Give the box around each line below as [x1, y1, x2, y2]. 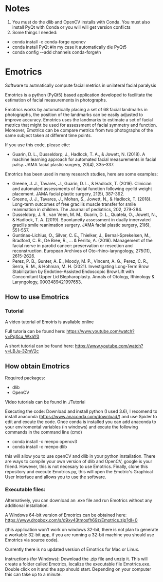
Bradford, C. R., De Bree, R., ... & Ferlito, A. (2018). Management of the [12, 237, 153, 243]
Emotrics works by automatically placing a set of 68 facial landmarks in [5, 106, 148, 112]
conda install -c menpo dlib [12, 444, 67, 450]
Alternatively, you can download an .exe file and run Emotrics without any [5, 497, 152, 503]
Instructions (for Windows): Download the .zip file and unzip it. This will [5, 556, 148, 562]
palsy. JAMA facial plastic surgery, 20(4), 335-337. [12, 161, 114, 167]
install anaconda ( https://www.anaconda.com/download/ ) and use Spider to [5, 414, 157, 420]
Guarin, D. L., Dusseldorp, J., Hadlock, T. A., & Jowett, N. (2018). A [12, 151, 145, 157]
